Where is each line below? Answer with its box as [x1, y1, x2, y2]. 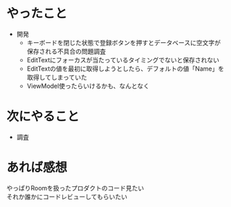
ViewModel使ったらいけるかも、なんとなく [26, 82, 150, 90]
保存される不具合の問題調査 [26, 47, 107, 55]
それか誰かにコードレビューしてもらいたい [6, 192, 127, 201]
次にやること [6, 109, 80, 125]
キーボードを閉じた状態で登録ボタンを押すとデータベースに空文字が [26, 38, 221, 46]
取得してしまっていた [26, 73, 87, 81]
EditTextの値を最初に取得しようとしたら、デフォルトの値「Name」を [26, 64, 225, 73]
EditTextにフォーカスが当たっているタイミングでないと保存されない [26, 55, 219, 64]
